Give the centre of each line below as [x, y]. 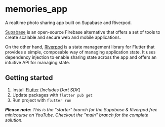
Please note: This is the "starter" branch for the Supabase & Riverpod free [81, 109]
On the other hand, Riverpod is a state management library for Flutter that [80, 47]
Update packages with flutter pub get [52, 95]
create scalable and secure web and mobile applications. [63, 37]
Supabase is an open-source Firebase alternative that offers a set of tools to [83, 32]
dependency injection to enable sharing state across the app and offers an [81, 57]
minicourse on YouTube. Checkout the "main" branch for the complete [77, 115]
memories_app [36, 9]
